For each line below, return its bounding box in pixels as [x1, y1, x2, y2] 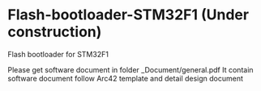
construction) [7, 23, 102, 41]
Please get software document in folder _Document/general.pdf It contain [7, 64, 254, 74]
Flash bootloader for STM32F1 [7, 49, 109, 59]
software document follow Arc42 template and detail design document [7, 73, 244, 83]
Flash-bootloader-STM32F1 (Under [7, 6, 249, 24]
